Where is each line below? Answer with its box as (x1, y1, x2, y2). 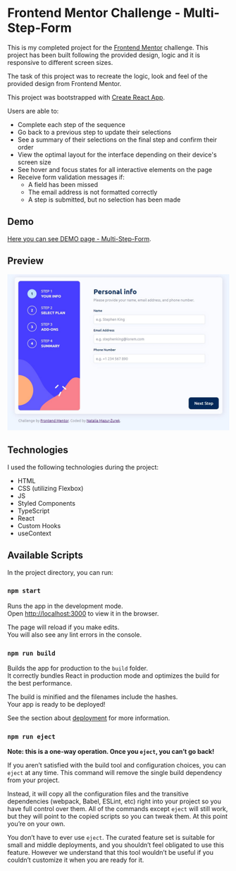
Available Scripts (7, 549, 83, 561)
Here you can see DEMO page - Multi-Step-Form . (7, 234, 151, 243)
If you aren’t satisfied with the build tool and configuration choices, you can (7, 761, 227, 769)
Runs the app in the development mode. (7, 602, 123, 610)
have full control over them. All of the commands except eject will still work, (7, 805, 228, 813)
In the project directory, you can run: (7, 568, 113, 576)
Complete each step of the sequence (17, 120, 125, 128)
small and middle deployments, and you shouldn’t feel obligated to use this (7, 841, 224, 849)
